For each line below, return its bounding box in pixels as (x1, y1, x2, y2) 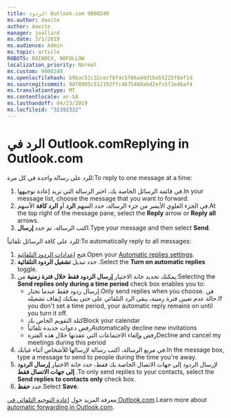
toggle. (17, 265, 38, 273)
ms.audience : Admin (7, 42, 63, 49)
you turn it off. (27, 308, 68, 317)
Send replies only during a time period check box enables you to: (17, 279, 205, 288)
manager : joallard (7, 29, 60, 37)
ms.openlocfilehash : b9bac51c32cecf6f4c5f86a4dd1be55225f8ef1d (7, 74, 193, 81)
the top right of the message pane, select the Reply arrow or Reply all (17, 208, 216, 217)
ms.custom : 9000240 (7, 68, 63, 74)
